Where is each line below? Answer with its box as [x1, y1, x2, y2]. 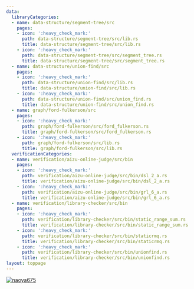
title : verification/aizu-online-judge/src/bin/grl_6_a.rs [21, 195, 170, 201]
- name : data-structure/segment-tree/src [11, 19, 115, 25]
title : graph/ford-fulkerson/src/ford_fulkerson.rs [21, 129, 152, 135]
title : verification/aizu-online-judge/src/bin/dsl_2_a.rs [21, 178, 170, 184]
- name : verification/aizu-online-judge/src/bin [11, 157, 133, 162]
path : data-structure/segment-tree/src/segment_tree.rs [21, 52, 162, 58]
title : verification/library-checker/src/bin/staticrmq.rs [21, 238, 170, 244]
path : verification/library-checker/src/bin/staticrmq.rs [21, 233, 167, 239]
